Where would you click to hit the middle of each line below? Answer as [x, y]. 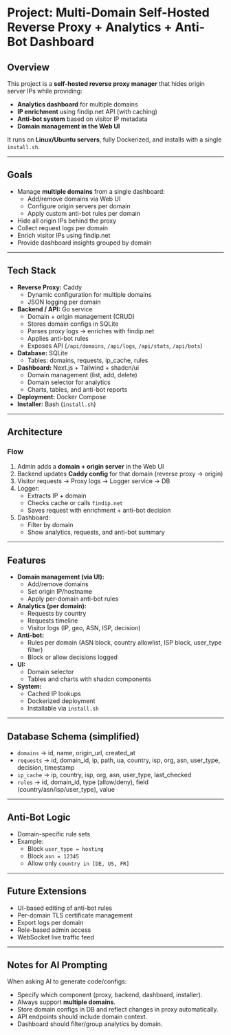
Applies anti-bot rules [58, 338]
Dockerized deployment [61, 701]
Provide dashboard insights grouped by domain [84, 243]
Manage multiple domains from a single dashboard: [91, 191]
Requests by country [57, 614]
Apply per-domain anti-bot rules [73, 599]
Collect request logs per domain [63, 227]
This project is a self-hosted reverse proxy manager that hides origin [106, 84]
